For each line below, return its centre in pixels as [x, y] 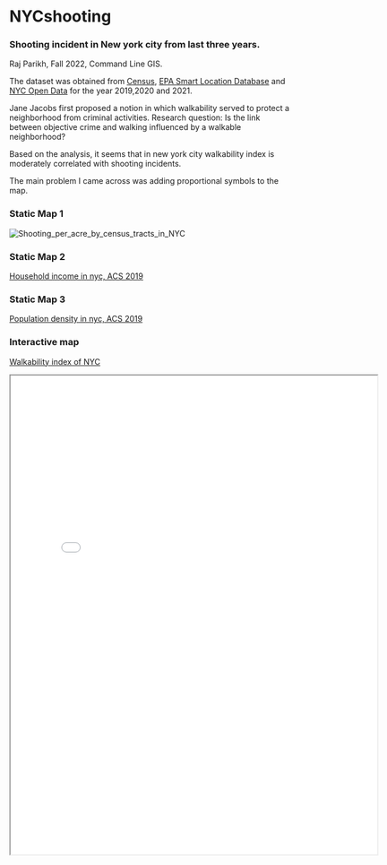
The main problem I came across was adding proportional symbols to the [144, 181]
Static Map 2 [37, 256]
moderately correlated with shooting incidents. [95, 164]
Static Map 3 [37, 299]
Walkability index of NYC [55, 361]
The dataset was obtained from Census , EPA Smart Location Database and [147, 82]
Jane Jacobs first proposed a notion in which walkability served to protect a [149, 108]
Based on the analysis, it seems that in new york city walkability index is [142, 154]
